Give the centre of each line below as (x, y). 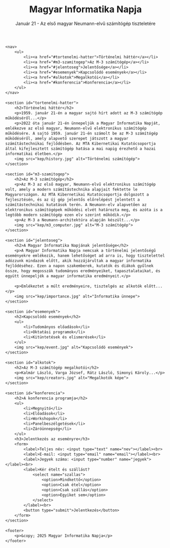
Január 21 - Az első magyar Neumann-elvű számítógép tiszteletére (86, 23)
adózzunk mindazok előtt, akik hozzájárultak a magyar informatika (78, 261)
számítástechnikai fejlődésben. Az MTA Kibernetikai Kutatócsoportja (81, 144)
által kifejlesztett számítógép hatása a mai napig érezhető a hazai (81, 149)
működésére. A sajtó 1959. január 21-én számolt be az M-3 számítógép (82, 133)
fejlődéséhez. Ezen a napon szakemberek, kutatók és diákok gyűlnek (79, 266)
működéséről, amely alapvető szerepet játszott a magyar (67, 139)
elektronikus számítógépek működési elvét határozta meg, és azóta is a (84, 210)
